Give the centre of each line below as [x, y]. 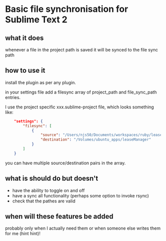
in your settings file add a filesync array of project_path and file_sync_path [81, 92]
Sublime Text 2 [36, 20]
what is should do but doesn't [52, 178]
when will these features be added [59, 217]
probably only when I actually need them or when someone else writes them [83, 228]
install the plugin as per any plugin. [41, 82]
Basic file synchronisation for [67, 9]
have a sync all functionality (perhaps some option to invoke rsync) [81, 195]
